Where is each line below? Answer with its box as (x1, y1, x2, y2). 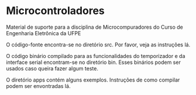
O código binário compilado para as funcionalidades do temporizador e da (6, 52, 185, 59)
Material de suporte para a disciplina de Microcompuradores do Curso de (6, 23, 183, 30)
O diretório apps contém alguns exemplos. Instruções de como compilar (6, 76, 180, 83)
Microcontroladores (6, 4, 105, 18)
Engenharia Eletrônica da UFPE (6, 29, 81, 36)
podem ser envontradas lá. (6, 82, 71, 89)
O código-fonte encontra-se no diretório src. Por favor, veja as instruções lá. (6, 41, 191, 48)
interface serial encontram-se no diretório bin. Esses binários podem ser (6, 59, 181, 66)
